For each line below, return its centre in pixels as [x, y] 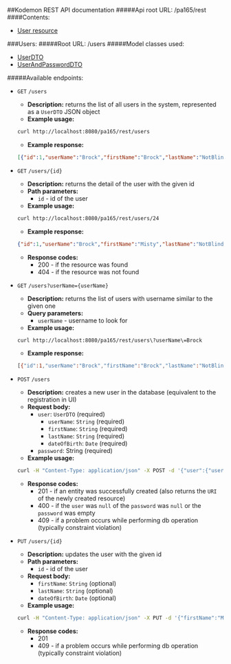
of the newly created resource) [81, 498]
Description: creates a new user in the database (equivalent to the [122, 392]
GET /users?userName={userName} [63, 286]
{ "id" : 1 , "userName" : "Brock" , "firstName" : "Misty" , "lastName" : [107, 244]
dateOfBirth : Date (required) [88, 443]
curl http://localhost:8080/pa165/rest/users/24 [88, 218]
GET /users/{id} [40, 171]
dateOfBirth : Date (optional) [77, 598]
